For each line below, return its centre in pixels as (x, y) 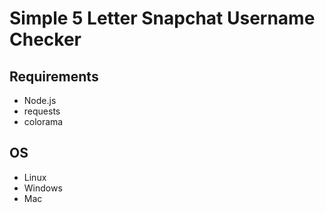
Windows (43, 188)
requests (42, 111)
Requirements (54, 76)
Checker (45, 39)
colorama (43, 121)
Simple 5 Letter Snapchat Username (162, 18)
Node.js (40, 100)
